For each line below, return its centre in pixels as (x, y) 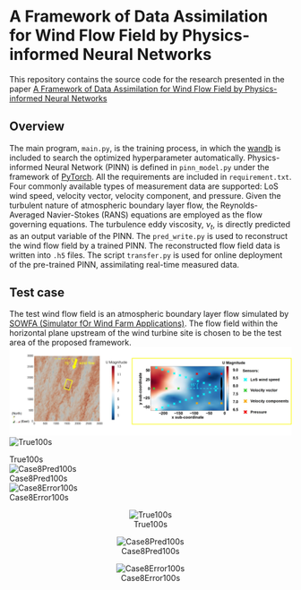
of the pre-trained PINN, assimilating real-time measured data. (125, 264)
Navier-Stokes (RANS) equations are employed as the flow (154, 214)
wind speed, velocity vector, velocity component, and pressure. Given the (145, 195)
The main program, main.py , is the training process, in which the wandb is (145, 148)
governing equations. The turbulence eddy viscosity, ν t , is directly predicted (150, 225)
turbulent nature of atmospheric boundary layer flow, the (114, 205)
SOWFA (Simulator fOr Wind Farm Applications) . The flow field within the (144, 323)
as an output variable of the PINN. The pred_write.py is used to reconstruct (149, 235)
